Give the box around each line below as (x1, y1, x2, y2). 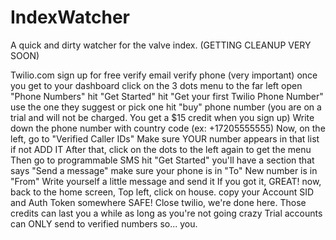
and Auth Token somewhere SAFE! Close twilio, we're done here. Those (10, 196, 307, 208)
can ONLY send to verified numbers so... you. (10, 217, 198, 230)
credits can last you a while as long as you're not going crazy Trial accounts (10, 207, 323, 219)
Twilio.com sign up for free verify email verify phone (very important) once (10, 69, 318, 81)
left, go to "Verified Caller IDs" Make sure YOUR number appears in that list (10, 132, 320, 145)
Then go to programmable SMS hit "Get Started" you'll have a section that (10, 154, 315, 166)
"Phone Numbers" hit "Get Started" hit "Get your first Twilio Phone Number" (10, 90, 324, 102)
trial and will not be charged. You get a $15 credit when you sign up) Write (10, 111, 315, 123)
